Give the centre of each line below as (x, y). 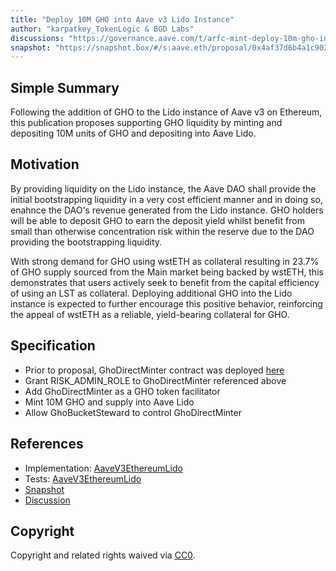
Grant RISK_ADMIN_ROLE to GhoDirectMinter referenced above (155, 380)
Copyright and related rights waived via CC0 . (103, 555)
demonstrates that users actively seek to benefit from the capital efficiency (165, 282)
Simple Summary (65, 87)
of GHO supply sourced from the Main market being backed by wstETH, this (167, 272)
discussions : (37, 38)
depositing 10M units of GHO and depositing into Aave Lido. (133, 133)
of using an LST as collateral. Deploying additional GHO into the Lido (151, 293)
